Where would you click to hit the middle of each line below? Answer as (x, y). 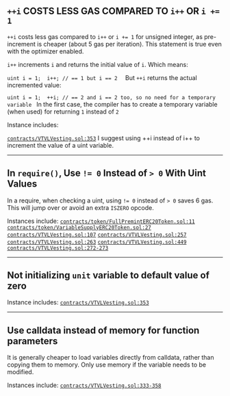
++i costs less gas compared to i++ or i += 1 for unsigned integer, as (105, 36)
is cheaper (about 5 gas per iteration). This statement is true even (130, 44)
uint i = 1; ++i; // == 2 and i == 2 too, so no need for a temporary (111, 97)
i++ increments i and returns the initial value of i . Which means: (98, 64)
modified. (21, 372)
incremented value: (34, 85)
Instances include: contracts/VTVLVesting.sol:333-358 (84, 385)
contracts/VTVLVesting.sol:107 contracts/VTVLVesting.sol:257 (97, 235)
